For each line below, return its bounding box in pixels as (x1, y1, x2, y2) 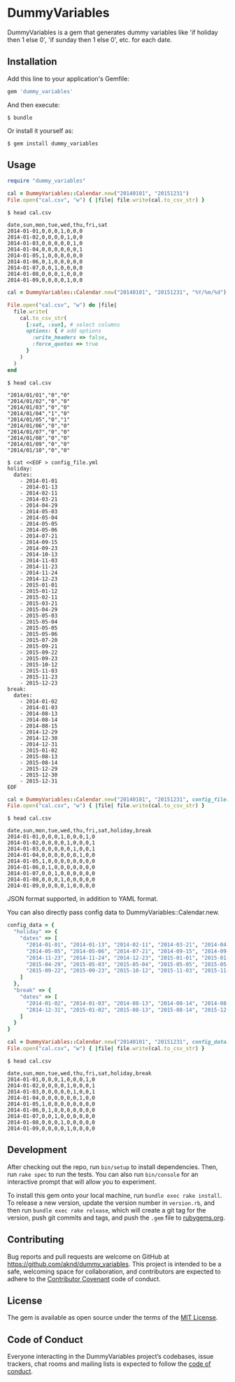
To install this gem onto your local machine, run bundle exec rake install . (7, 1191, 222, 1199)
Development (7, 1144, 68, 1156)
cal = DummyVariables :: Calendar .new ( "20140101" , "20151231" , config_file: (7, 796, 230, 803)
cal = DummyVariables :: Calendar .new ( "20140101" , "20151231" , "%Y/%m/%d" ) (7, 289, 227, 296)
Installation (7, 56, 57, 68)
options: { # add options (25, 328, 101, 335)
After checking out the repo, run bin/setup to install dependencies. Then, (7, 1162, 218, 1171)
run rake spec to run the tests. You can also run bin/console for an (7, 1170, 199, 1178)
